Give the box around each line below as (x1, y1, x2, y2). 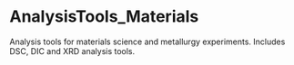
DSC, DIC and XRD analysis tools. (9, 45, 136, 56)
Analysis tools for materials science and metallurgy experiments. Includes (9, 36, 286, 47)
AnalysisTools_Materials (9, 6, 199, 27)
